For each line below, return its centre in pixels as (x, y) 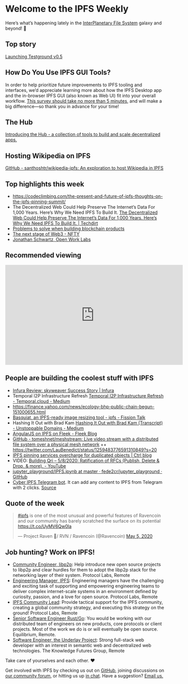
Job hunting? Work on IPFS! (50, 552)
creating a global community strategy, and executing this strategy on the (88, 608)
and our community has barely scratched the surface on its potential (89, 521)
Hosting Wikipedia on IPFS (48, 156)
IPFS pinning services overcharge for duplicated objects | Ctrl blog (82, 455)
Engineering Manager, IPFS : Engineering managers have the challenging (88, 581)
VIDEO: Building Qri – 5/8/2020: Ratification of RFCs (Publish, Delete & (86, 461)
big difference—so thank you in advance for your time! (62, 106)
